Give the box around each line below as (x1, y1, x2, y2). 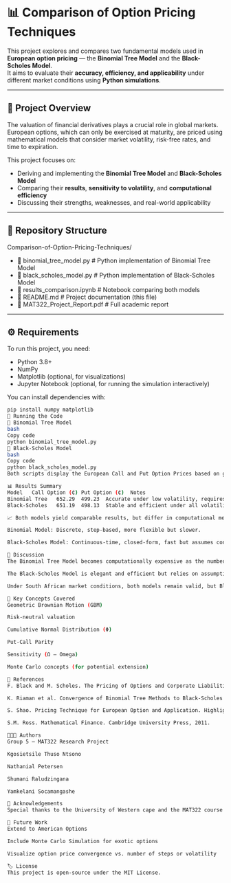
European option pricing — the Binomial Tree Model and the (7, 54, 181, 62)
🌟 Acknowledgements (7, 801, 63, 807)
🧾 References (7, 675, 45, 683)
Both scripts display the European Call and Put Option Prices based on (7, 471, 220, 478)
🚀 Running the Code (7, 413, 63, 420)
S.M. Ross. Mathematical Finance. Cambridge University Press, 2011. (7, 719, 211, 726)
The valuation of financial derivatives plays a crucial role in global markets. (7, 120, 219, 128)
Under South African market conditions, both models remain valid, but (7, 583, 217, 590)
